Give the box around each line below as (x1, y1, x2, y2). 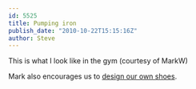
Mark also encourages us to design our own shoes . (8, 71, 178, 81)
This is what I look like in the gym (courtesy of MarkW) (8, 56, 188, 66)
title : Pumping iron (8, 19, 78, 27)
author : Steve (8, 34, 56, 42)
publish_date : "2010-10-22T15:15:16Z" (8, 26, 138, 34)
